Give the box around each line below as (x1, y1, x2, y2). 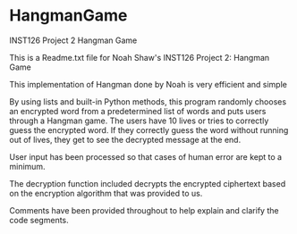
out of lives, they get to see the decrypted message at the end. (9, 134, 242, 145)
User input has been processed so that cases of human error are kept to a (9, 151, 283, 162)
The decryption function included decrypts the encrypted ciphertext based (9, 178, 286, 188)
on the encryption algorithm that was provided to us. (9, 188, 203, 198)
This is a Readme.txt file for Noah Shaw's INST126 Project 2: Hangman (9, 52, 270, 63)
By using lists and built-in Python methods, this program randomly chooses (9, 96, 287, 107)
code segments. (9, 214, 69, 225)
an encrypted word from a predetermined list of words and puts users (9, 105, 267, 116)
